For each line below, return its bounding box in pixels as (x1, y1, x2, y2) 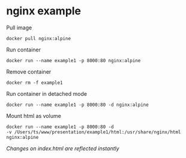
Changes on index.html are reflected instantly (6, 145, 119, 152)
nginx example (6, 4, 82, 18)
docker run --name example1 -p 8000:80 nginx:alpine (6, 57, 141, 63)
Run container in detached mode (6, 90, 87, 97)
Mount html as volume (6, 112, 61, 119)
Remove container (6, 68, 52, 75)
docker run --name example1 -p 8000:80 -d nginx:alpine (6, 102, 149, 108)
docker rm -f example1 (6, 80, 63, 86)
